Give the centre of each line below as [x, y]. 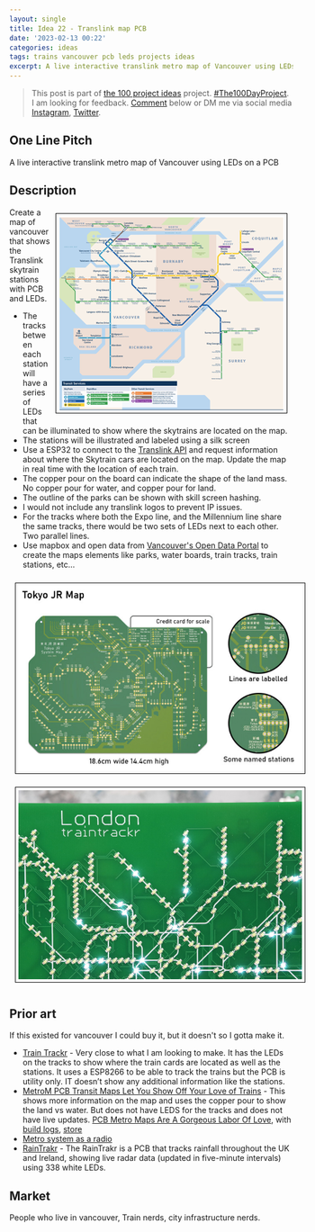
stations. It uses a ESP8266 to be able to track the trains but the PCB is [154, 1072]
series [34, 392]
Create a [25, 212]
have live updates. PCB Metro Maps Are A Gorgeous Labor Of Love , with [157, 1120]
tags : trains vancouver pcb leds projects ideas [102, 57]
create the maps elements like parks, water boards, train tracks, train [150, 554]
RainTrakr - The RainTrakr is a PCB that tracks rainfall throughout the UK [156, 1148]
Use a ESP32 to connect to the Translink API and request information [150, 449]
